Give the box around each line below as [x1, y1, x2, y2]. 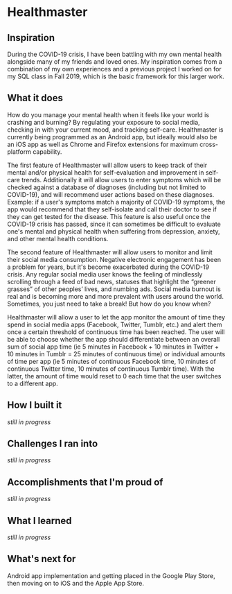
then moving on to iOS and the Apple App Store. [7, 579, 144, 587]
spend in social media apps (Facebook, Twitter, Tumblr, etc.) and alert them [7, 320, 222, 329]
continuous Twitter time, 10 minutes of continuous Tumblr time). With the [7, 365, 215, 373]
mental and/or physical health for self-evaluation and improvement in [7, 168, 204, 177]
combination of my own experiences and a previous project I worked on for [7, 65, 222, 73]
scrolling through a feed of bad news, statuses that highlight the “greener [7, 277, 216, 286]
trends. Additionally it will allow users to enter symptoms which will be [21, 175, 222, 184]
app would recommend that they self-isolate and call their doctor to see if [7, 205, 217, 213]
